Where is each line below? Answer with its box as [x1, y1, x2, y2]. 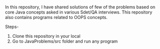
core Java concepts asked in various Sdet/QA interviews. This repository [5, 9, 153, 15]
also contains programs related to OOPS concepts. [5, 15, 108, 20]
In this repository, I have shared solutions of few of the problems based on [5, 4, 156, 10]
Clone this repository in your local [12, 33, 81, 39]
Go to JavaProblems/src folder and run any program [12, 38, 118, 44]
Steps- [5, 24, 19, 30]
